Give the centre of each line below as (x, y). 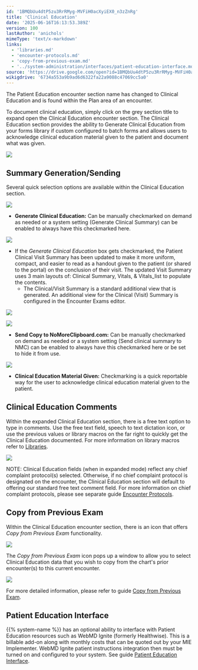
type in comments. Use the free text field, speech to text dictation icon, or (96, 427)
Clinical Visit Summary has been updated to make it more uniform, (95, 257)
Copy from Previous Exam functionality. (54, 533)
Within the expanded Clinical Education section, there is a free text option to (98, 421)
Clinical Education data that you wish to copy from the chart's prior (88, 562)
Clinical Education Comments (62, 407)
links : (14, 45)
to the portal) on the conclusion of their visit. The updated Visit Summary (103, 270)
